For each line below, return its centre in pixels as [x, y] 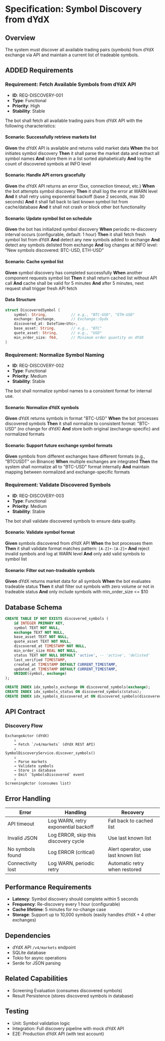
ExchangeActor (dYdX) [27, 736]
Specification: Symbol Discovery [74, 9]
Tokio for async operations [39, 958]
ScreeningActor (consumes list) [38, 783]
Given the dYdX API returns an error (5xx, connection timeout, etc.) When [80, 186]
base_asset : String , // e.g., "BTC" [58, 328]
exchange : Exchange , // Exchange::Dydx [61, 319]
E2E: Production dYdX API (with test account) [58, 1034]
